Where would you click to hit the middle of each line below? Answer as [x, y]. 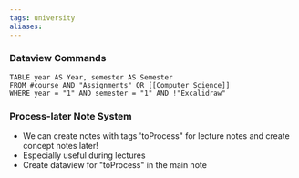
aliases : [26, 26]
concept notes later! [60, 146]
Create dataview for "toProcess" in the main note [115, 165]
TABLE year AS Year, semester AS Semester [91, 77]
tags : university [42, 18]
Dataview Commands [58, 58]
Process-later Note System [71, 116]
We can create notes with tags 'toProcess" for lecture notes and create [156, 136]
